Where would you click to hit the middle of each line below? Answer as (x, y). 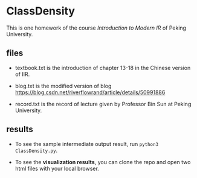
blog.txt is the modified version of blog (63, 86)
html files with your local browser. (57, 168)
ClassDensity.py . (36, 150)
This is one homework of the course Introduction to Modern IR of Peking (96, 28)
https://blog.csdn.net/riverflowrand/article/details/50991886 (90, 92)
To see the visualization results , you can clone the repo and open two (103, 162)
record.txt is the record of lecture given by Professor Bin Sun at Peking (103, 104)
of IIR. (22, 74)
